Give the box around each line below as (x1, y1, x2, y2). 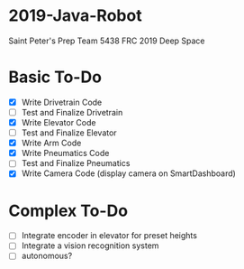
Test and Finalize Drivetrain (21, 107, 123, 117)
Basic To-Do (8, 67, 103, 88)
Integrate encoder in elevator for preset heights (21, 230, 197, 241)
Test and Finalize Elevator (21, 127, 118, 138)
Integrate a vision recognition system (21, 240, 159, 251)
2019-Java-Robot (8, 5, 142, 26)
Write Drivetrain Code (21, 97, 103, 107)
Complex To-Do (8, 200, 128, 221)
